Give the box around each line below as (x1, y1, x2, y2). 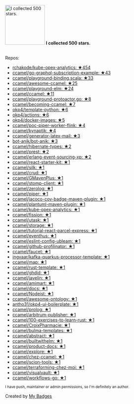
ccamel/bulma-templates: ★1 (12, 328, 73, 333)
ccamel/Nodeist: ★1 (12, 291, 53, 297)
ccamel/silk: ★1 (12, 164, 45, 170)
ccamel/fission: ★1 (12, 212, 51, 217)
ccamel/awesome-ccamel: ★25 (12, 80, 78, 86)
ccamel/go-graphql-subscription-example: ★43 (12, 70, 111, 76)
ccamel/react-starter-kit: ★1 (12, 159, 70, 165)
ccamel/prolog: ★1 (12, 306, 51, 312)
